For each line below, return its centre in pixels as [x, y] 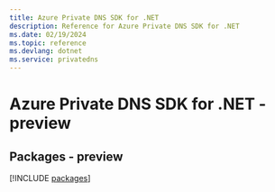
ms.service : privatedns [54, 59]
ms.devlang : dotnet [46, 51]
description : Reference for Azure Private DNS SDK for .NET [125, 26]
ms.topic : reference [48, 43]
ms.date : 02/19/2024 [48, 34]
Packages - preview [66, 156]
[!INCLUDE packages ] [50, 178]
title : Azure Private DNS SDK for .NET [84, 18]
